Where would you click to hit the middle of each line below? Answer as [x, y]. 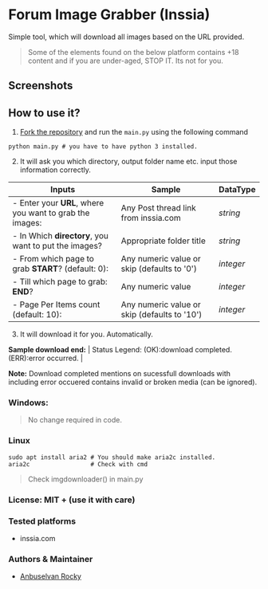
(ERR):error [27, 358]
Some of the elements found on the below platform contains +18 [133, 52]
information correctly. [55, 170]
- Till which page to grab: [60, 282]
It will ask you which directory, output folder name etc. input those [128, 162]
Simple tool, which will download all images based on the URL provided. [126, 37]
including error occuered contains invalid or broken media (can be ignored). [133, 382]
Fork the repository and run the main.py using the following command [134, 132]
